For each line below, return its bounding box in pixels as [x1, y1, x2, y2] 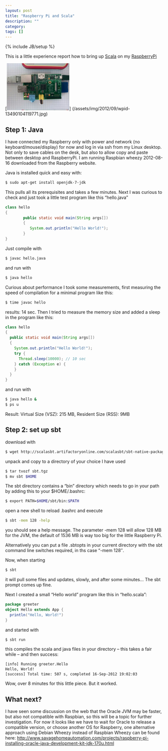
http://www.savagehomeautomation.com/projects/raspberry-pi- [16, 735, 149, 741]
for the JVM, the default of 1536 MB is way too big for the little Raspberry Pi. [5, 533, 162, 539]
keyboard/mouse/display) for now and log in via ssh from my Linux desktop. [5, 144, 162, 150]
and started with [5, 627, 39, 633]
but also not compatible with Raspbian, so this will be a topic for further [5, 714, 152, 720]
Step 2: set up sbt [5, 426, 61, 434]
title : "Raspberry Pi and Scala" [5, 13, 75, 19]
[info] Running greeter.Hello [5, 662, 68, 667]
